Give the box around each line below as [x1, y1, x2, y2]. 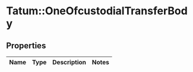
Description [52, 58, 86, 66]
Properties [6, 40, 46, 51]
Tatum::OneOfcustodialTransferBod [6, 4, 188, 18]
